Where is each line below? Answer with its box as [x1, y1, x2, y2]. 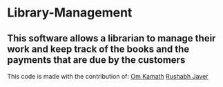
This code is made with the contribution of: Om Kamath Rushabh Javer [7, 72, 209, 80]
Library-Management [7, 5, 133, 21]
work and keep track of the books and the [7, 43, 190, 55]
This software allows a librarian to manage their [7, 32, 216, 44]
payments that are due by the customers [7, 54, 186, 66]
